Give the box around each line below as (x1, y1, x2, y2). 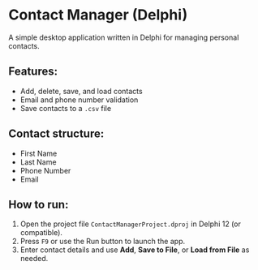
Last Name (19, 156, 57, 167)
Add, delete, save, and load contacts (19, 86, 144, 96)
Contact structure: (8, 127, 105, 141)
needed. (19, 254, 49, 264)
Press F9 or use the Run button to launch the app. (19, 237, 186, 246)
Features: (8, 65, 58, 79)
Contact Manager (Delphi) (8, 6, 188, 24)
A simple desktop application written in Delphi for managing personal (8, 32, 239, 42)
